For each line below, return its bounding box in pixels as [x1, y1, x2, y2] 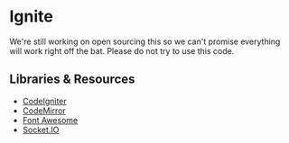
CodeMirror [22, 105, 66, 116]
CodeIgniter [22, 95, 68, 106]
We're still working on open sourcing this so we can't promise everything [9, 36, 281, 47]
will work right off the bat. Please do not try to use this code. [9, 45, 235, 56]
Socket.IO [22, 124, 60, 135]
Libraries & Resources [9, 72, 135, 87]
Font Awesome [22, 114, 79, 125]
